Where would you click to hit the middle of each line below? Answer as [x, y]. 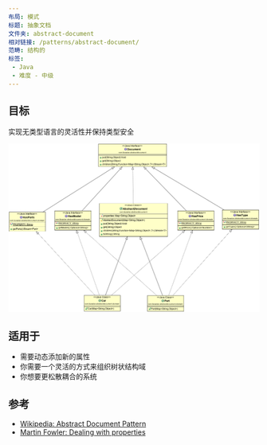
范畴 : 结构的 [27, 51]
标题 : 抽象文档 [30, 25]
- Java [23, 68]
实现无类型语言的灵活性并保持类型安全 [71, 131]
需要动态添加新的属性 [55, 357]
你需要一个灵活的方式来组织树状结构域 [82, 367]
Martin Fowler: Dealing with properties [82, 432]
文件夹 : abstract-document [51, 33]
